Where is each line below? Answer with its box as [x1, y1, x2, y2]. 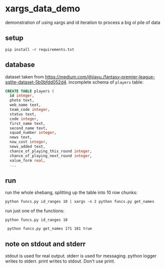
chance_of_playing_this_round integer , [9, 149, 92, 154]
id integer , [9, 93, 35, 98]
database [5, 61, 35, 69]
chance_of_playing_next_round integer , [9, 153, 92, 158]
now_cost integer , [9, 140, 48, 145]
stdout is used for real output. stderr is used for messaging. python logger [5, 253, 157, 259]
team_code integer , [9, 107, 50, 112]
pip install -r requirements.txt [5, 47, 75, 52]
